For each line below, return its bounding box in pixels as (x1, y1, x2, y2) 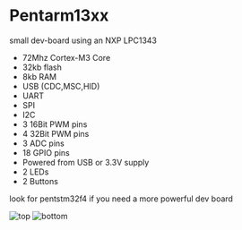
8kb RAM (22, 71, 56, 81)
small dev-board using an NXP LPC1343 (9, 35, 157, 46)
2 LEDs (22, 166, 49, 177)
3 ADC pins (22, 138, 65, 149)
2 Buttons (22, 175, 58, 186)
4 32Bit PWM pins (22, 128, 90, 139)
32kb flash (22, 62, 63, 72)
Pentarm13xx (9, 5, 109, 26)
